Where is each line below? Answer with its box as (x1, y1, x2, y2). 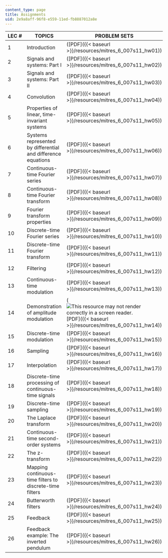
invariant (26, 117, 47, 124)
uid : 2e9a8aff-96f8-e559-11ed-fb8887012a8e (5, 17, 97, 22)
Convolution (26, 94, 55, 101)
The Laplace (26, 414, 56, 421)
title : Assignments (5, 12, 46, 17)
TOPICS (34, 33, 54, 40)
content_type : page (5, 7, 46, 13)
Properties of (26, 105, 57, 112)
